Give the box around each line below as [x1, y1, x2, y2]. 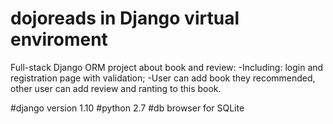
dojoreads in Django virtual [10, 7, 240, 30]
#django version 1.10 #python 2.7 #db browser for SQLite [10, 102, 245, 114]
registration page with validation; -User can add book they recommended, [10, 72, 316, 84]
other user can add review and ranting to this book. [10, 82, 222, 94]
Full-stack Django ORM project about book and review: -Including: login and [10, 61, 324, 73]
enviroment [10, 28, 108, 51]
